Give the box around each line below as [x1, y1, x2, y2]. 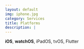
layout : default [5, 7, 38, 12]
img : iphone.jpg [5, 12, 38, 16]
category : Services [5, 16, 45, 21]
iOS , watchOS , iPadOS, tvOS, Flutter [5, 38, 79, 44]
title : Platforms [5, 20, 41, 26]
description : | [5, 25, 36, 30]
